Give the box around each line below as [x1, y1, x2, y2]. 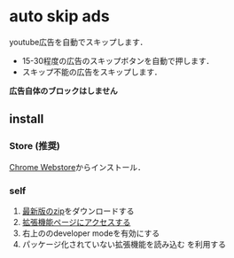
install [9, 112, 44, 127]
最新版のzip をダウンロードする [21, 206, 135, 216]
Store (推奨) [9, 140, 60, 152]
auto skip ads [9, 6, 110, 27]
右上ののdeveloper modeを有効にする [21, 228, 160, 238]
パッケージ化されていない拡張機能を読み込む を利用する [21, 238, 227, 249]
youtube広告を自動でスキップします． [9, 36, 148, 47]
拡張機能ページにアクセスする [21, 216, 131, 227]
